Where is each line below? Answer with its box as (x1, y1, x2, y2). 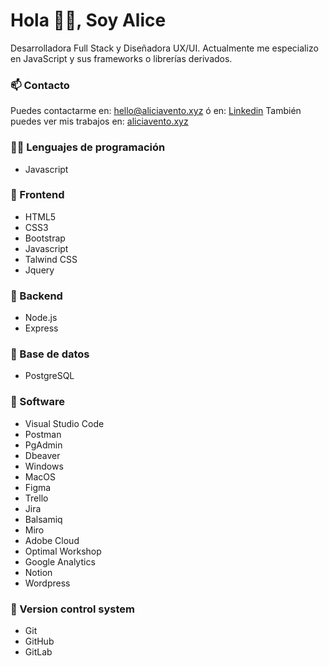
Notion (24, 566, 53, 578)
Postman (24, 428, 62, 440)
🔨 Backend (10, 289, 63, 303)
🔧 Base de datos (10, 347, 90, 361)
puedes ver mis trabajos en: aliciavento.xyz (10, 115, 189, 128)
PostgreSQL (24, 370, 75, 382)
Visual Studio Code (24, 417, 105, 429)
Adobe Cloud (24, 534, 80, 546)
